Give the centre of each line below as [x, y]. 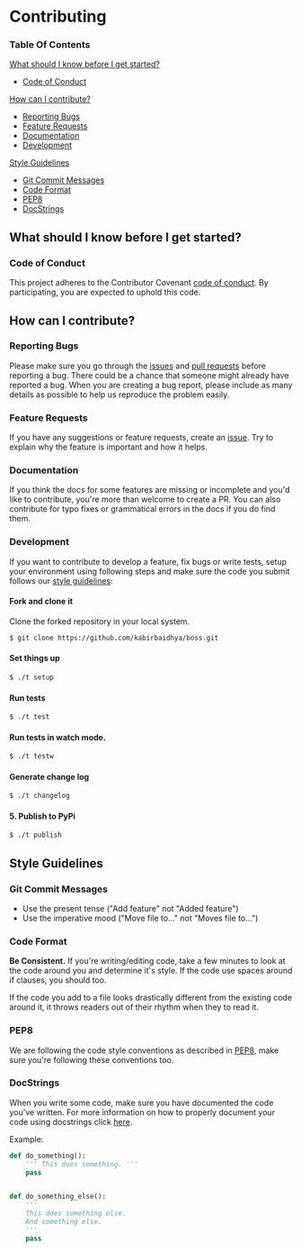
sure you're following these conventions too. [92, 1059]
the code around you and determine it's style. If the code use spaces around [151, 971]
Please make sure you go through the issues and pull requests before [138, 366]
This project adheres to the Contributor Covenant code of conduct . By [139, 283]
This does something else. [76, 1213]
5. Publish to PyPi [43, 816]
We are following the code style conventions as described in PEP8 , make [144, 1050]
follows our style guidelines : [62, 581]
